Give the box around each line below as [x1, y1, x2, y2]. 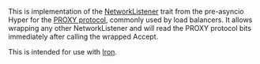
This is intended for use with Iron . [8, 47, 117, 56]
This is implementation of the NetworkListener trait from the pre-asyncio [8, 7, 244, 16]
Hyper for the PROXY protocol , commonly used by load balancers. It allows [8, 15, 253, 24]
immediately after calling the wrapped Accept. [8, 32, 159, 41]
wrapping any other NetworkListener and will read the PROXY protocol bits [8, 24, 251, 32]
